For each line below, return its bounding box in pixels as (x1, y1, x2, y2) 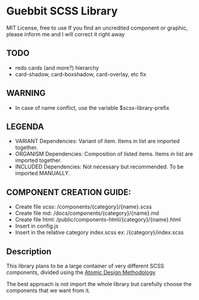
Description (6, 246, 51, 257)
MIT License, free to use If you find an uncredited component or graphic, (6, 24, 188, 31)
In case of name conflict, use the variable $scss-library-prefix (15, 104, 169, 111)
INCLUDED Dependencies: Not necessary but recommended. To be (15, 163, 184, 170)
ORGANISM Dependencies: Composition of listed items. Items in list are (15, 150, 194, 158)
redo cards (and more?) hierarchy (15, 64, 99, 71)
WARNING (6, 88, 46, 98)
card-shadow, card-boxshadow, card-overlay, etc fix (15, 71, 146, 78)
